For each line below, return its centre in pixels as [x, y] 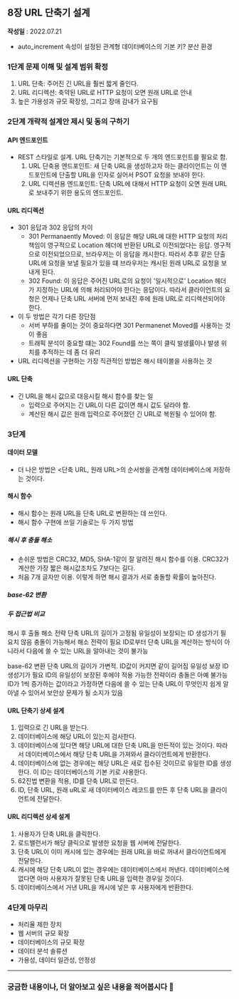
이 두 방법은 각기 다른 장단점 [57, 316]
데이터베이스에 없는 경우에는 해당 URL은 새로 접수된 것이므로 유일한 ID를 [118, 763]
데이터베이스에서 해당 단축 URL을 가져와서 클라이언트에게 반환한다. [118, 755]
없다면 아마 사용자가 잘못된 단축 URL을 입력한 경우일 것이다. [100, 878]
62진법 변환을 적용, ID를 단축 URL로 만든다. [78, 781]
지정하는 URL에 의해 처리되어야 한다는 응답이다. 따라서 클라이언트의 [129, 290]
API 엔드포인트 [28, 140]
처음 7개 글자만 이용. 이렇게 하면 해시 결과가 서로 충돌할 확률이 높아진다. [117, 576]
